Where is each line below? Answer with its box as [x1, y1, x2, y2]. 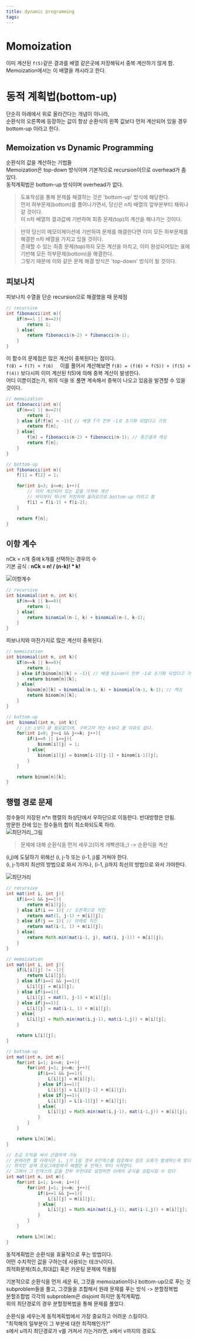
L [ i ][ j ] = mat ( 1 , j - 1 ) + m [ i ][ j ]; [27, 994, 111, 1000]
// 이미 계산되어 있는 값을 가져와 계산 [27, 488, 108, 495]
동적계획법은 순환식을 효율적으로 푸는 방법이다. [6, 1250, 113, 1258]
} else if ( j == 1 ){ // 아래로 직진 [16, 918, 98, 924]
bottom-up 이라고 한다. [6, 125, 60, 133]
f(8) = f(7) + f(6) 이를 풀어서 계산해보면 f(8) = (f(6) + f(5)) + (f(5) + [6, 362, 191, 369]
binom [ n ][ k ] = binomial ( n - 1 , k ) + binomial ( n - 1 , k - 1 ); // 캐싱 [27, 687, 183, 693]
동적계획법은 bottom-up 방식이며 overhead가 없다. [6, 181, 124, 188]
